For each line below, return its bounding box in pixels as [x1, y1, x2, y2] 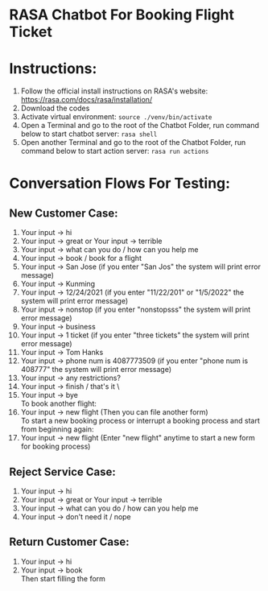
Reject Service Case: [9, 465, 116, 478]
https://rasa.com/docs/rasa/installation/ [20, 95, 153, 105]
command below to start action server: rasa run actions [20, 147, 209, 156]
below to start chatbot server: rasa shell [20, 129, 158, 138]
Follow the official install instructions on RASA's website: [20, 86, 208, 96]
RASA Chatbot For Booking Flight [9, 6, 235, 24]
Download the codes [20, 103, 90, 114]
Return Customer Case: [9, 535, 130, 549]
